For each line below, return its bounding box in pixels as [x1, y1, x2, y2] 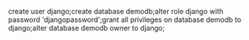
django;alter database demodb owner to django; [8, 24, 165, 32]
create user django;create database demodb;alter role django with [8, 7, 224, 16]
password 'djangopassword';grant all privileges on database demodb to [8, 15, 242, 24]
